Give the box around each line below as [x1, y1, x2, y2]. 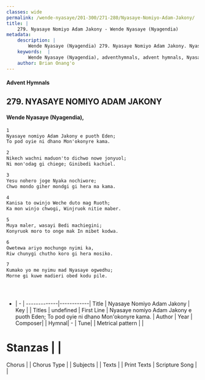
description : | [17, 37, 56, 43]
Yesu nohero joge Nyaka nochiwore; [6, 178, 97, 184]
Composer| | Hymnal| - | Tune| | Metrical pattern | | [15, 320, 144, 327]
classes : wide [6, 9, 43, 15]
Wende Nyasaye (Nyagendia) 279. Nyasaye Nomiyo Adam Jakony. [28, 43, 187, 49]
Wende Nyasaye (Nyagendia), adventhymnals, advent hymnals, [28, 54, 184, 60]
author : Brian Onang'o [17, 60, 75, 66]
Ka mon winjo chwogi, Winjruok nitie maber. [6, 206, 121, 212]
